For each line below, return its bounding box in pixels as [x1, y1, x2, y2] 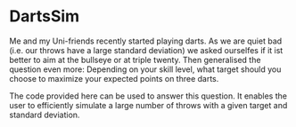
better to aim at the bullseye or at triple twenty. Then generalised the [9, 54, 261, 65]
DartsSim [9, 6, 80, 27]
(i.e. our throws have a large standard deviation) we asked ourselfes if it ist [9, 44, 284, 55]
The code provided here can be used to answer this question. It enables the [9, 91, 288, 101]
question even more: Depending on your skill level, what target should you [9, 64, 282, 75]
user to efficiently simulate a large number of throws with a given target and [9, 99, 288, 110]
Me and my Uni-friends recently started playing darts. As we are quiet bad [9, 36, 283, 46]
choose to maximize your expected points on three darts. [9, 73, 219, 83]
